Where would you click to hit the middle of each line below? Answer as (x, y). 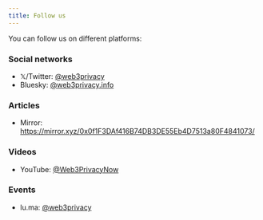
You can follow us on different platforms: (75, 38)
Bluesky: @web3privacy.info (67, 84)
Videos (22, 152)
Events (22, 190)
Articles (24, 105)
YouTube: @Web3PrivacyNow (69, 169)
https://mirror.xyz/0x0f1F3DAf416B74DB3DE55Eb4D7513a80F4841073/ (137, 132)
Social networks (41, 59)
